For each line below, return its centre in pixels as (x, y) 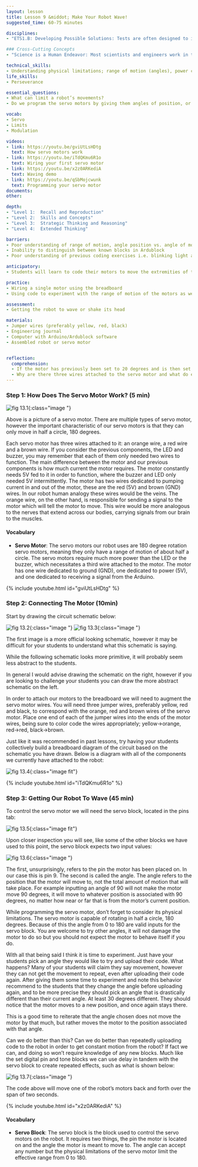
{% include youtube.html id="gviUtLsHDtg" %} (63, 588)
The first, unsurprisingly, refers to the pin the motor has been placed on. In (97, 869)
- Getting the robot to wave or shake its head (66, 310)
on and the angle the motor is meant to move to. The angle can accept (100, 1145)
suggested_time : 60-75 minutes (44, 22)
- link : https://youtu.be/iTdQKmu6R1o (54, 158)
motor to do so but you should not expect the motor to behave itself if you (96, 937)
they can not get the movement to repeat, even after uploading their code (95, 973)
